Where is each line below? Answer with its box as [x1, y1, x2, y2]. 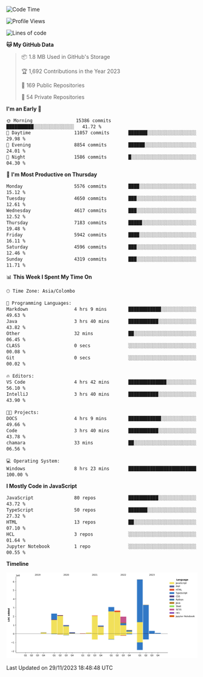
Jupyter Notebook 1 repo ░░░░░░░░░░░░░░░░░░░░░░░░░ [6, 543, 197, 549]
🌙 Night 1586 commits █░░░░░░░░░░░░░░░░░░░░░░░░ [6, 154, 197, 160]
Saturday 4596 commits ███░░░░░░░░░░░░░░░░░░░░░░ [6, 244, 197, 250]
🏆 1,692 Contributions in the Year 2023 [21, 67, 121, 75]
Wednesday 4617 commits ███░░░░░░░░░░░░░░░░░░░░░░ [6, 208, 197, 214]
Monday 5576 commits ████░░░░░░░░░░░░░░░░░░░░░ [6, 183, 197, 189]
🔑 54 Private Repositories [21, 94, 85, 100]
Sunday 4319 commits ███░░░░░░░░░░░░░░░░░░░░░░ [6, 256, 197, 262]
